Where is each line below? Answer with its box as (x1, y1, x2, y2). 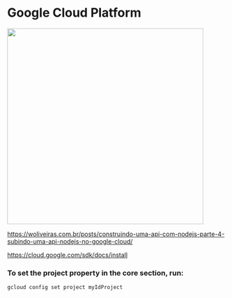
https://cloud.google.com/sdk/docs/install (7, 251, 127, 259)
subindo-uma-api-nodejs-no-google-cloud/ (7, 237, 133, 245)
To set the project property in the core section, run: (7, 268, 184, 278)
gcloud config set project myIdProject (7, 284, 123, 291)
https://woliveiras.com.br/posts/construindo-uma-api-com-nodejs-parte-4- (7, 230, 225, 238)
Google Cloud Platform (7, 5, 141, 21)
